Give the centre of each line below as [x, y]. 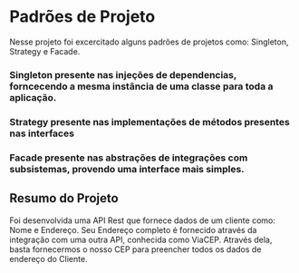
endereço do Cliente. [48, 258]
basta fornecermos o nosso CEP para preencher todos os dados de [135, 249]
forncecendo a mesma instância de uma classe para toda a [141, 86]
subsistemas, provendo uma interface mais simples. [127, 169]
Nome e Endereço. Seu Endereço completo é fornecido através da [133, 229]
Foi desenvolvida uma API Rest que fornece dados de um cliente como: [143, 220]
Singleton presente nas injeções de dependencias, [123, 74]
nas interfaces [42, 133]
